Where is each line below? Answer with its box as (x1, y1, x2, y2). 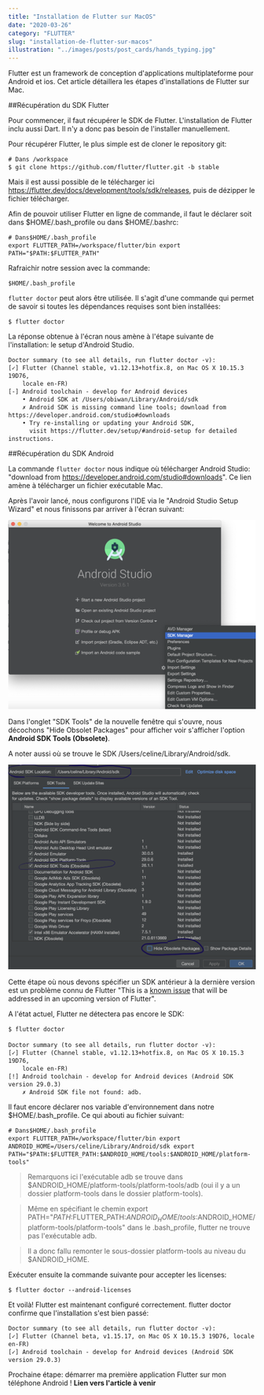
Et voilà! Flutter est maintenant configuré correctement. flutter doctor (8, 1300, 232, 1309)
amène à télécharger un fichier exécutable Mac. (8, 481, 163, 490)
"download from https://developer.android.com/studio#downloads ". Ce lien (8, 472, 251, 482)
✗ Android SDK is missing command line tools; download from (22, 404, 226, 412)
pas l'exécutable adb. (27, 1230, 97, 1240)
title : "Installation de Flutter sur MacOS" (8, 13, 156, 20)
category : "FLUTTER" (8, 29, 76, 37)
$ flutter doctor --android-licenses (8, 1286, 132, 1294)
